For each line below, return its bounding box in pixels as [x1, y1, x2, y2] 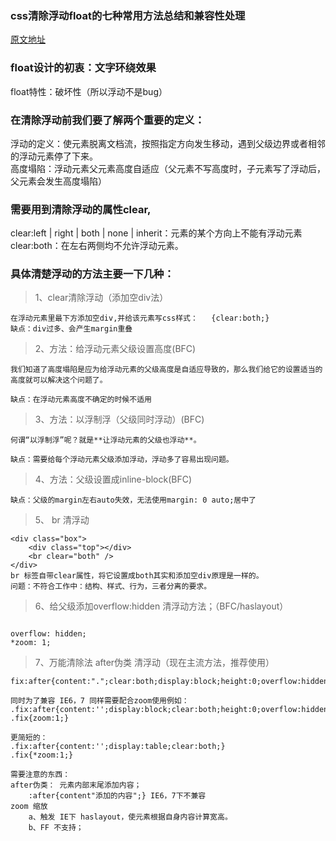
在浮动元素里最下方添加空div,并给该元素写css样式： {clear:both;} [10, 313, 270, 324]
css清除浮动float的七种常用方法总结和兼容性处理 [10, 8, 246, 22]
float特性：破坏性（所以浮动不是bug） [10, 85, 168, 97]
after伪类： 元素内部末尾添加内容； [10, 780, 142, 791]
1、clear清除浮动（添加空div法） [34, 292, 169, 304]
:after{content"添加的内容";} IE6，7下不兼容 [28, 791, 207, 801]
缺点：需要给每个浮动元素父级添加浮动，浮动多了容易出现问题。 [10, 455, 234, 465]
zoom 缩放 [10, 802, 48, 812]
